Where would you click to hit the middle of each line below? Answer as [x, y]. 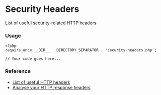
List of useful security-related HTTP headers [51, 23]
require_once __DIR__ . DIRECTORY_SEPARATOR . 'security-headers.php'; [81, 50]
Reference [18, 71]
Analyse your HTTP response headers [51, 87]
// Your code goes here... [33, 59]
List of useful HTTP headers [41, 82]
